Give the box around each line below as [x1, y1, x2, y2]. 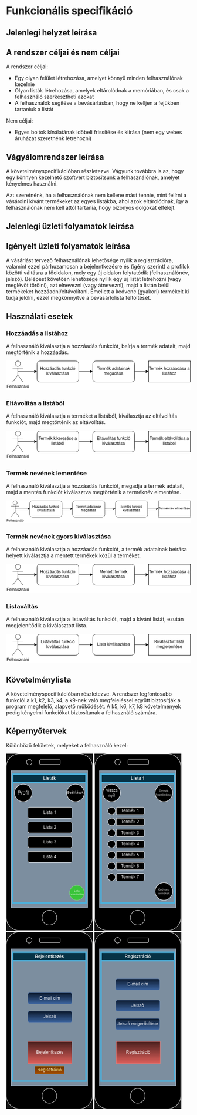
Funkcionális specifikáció [6, 4, 133, 18]
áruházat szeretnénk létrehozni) [14, 135, 92, 142]
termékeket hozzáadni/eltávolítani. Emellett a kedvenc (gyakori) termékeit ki [6, 288, 189, 295]
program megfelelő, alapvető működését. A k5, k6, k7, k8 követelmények [6, 703, 181, 710]
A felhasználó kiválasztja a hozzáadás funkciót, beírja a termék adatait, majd [6, 343, 191, 350]
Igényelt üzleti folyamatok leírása [6, 241, 130, 251]
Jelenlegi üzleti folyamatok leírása [6, 221, 134, 231]
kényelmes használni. [6, 180, 58, 187]
